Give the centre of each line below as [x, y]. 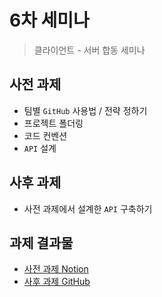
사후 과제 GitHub [57, 282]
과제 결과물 [41, 242]
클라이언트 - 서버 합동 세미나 [89, 50]
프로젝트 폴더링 [53, 123]
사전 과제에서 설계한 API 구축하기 [88, 208]
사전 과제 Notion [56, 269]
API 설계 [40, 148]
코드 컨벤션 [45, 135]
